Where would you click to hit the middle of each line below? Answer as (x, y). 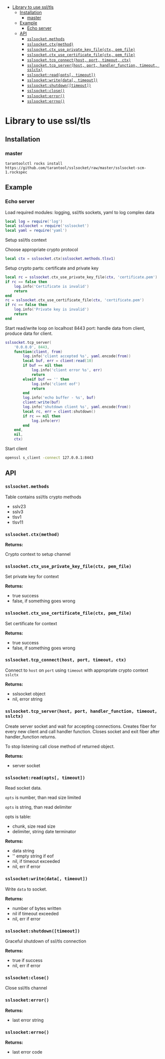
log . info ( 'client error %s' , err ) (67, 370)
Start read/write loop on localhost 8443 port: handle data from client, (75, 328)
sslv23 (19, 506)
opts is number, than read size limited (43, 797)
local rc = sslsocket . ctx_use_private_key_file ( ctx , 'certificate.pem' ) (81, 277)
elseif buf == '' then (46, 379)
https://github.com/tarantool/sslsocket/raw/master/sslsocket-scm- (76, 168)
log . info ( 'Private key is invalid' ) (52, 310)
